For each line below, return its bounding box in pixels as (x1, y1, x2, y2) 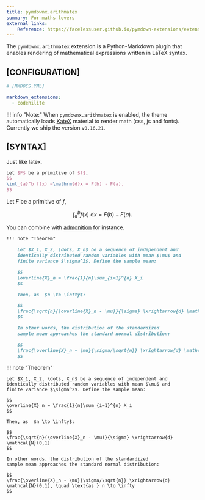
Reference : (17, 26, 45, 32)
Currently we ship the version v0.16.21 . (6, 123, 106, 131)
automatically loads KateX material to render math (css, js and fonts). (6, 117, 180, 125)
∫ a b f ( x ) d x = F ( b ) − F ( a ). (73, 210, 132, 219)
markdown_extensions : (6, 94, 62, 100)
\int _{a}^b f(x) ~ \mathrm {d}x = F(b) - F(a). (6, 181, 124, 187)
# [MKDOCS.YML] (6, 83, 45, 89)
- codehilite (12, 100, 45, 106)
